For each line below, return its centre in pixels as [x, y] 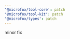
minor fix [13, 33]
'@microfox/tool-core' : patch [35, 10]
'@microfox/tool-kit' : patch [34, 14]
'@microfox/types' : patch [30, 19]
